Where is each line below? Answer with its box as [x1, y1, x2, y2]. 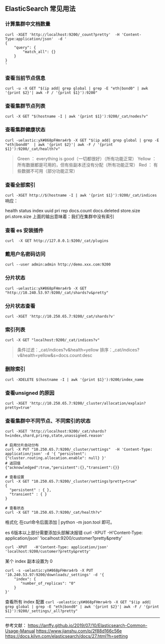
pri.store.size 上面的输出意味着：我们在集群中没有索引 [5, 213, 114, 219]
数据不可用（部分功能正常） [21, 168, 78, 174]
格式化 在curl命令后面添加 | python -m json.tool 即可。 [5, 519, 115, 525]
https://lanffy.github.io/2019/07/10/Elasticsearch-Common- [27, 622, 148, 628]
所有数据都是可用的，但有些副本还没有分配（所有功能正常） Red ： [17, 162, 153, 168]
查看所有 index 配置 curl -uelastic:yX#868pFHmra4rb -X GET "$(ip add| [5, 599, 151, 605]
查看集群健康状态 [5, 126, 46, 133]
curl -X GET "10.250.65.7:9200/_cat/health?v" [5, 510, 102, 515]
